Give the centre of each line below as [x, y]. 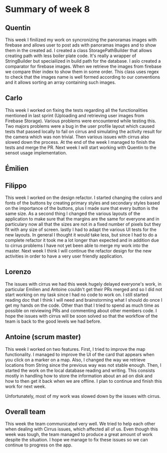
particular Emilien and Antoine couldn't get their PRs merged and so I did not [84, 289]
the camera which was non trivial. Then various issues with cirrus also [77, 137]
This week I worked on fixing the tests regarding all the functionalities [77, 110]
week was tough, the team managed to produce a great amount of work [79, 434]
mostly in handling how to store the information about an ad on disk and [79, 376]
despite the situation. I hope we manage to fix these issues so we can [77, 440]
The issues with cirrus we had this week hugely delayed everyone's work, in [83, 284]
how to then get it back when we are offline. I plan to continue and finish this [83, 381]
